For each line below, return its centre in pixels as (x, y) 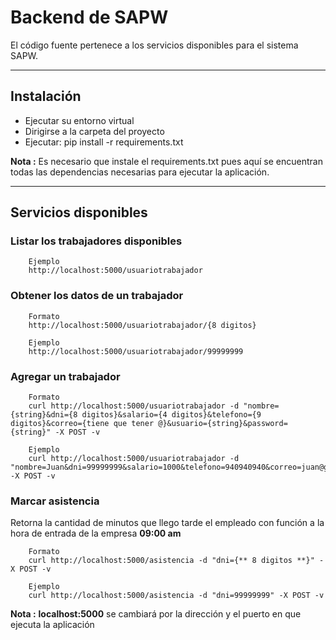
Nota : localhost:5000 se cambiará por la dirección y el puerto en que (156, 614)
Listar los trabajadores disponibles (96, 241)
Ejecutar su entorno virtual (79, 120)
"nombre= (261, 406)
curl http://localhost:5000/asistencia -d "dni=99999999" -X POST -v (176, 596)
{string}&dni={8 (44, 415)
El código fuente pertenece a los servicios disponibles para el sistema (154, 45)
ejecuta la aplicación (52, 625)
